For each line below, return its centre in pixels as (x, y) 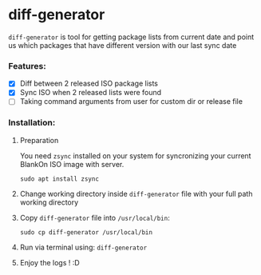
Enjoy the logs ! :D (49, 262)
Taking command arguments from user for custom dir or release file (131, 102)
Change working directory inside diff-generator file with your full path (136, 193)
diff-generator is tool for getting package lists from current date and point (131, 37)
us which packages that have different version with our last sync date (123, 45)
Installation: (32, 123)
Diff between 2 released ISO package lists (89, 84)
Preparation (39, 140)
